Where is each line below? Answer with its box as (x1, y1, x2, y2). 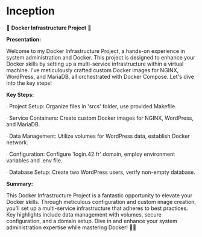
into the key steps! (6, 79, 52, 87)
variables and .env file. (6, 156, 63, 164)
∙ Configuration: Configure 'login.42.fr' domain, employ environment (6, 150, 175, 158)
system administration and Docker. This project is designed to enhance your (6, 54, 196, 61)
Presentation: (6, 35, 41, 43)
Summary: (6, 180, 33, 187)
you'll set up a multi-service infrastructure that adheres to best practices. (6, 205, 188, 212)
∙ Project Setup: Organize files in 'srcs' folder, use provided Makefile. (6, 102, 177, 109)
